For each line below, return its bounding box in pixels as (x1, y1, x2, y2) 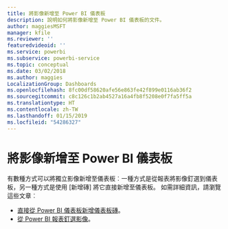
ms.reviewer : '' (7, 36, 54, 43)
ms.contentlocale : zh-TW (7, 106, 78, 113)
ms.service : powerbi (7, 49, 67, 56)
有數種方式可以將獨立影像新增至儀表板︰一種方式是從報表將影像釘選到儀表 (7, 175, 218, 183)
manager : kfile (7, 29, 51, 36)
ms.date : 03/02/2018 (7, 67, 67, 74)
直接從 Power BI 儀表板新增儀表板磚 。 (16, 206, 125, 215)
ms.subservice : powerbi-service (7, 55, 100, 62)
